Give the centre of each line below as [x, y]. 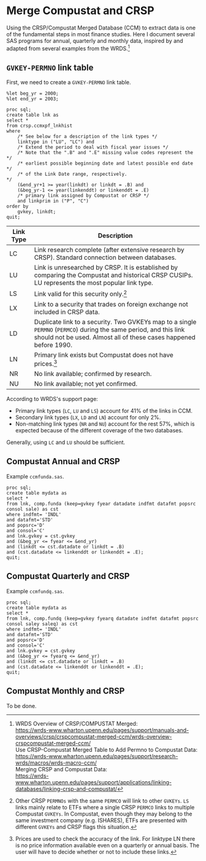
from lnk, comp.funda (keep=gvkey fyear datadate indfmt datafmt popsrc [101, 504]
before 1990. [53, 345]
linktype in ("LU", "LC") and [56, 142]
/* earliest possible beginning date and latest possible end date [105, 163]
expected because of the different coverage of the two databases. [99, 430]
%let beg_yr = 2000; [33, 94]
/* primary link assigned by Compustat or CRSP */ [83, 196]
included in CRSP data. [67, 312]
